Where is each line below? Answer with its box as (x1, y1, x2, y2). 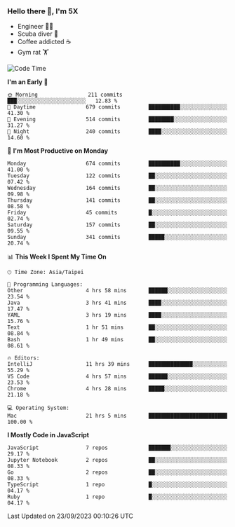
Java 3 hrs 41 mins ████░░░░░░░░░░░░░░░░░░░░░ (7, 299, 228, 307)
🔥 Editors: (7, 355, 40, 362)
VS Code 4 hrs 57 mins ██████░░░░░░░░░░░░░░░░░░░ (7, 373, 228, 381)
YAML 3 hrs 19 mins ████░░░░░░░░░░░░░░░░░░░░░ (7, 312, 228, 319)
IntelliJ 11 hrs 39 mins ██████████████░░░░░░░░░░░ (7, 361, 228, 368)
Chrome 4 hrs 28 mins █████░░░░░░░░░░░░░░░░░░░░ (7, 385, 228, 392)
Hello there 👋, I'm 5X (7, 6, 79, 16)
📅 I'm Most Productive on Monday (7, 146, 109, 155)
